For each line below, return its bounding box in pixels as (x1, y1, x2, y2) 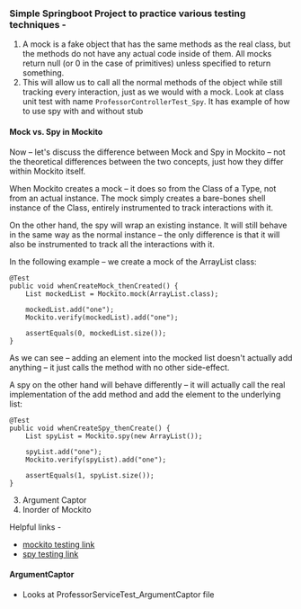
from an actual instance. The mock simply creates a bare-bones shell (9, 193, 266, 203)
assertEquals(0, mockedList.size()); (25, 328, 167, 337)
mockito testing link (22, 539, 95, 550)
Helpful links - (9, 521, 61, 533)
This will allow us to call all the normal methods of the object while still (22, 77, 283, 88)
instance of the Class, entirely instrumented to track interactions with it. (9, 202, 274, 213)
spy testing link (22, 548, 79, 560)
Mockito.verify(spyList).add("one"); (25, 455, 167, 464)
